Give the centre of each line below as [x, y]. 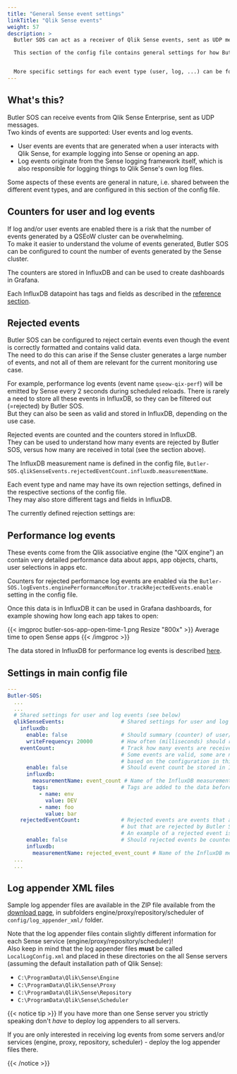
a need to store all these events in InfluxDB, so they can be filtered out [109, 398]
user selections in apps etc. [47, 568]
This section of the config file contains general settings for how [116, 53]
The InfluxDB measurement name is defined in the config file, [96, 463]
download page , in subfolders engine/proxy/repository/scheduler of [106, 913]
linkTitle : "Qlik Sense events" [55, 20]
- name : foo [56, 807]
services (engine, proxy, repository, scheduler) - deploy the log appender [114, 1042]
